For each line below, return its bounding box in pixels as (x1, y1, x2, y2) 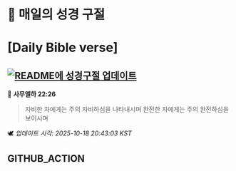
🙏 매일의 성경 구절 (7, 6, 106, 23)
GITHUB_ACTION (7, 152, 86, 165)
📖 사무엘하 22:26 (7, 90, 56, 98)
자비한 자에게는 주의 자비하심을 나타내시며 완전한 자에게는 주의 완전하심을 (24, 105, 230, 114)
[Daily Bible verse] (7, 40, 118, 56)
